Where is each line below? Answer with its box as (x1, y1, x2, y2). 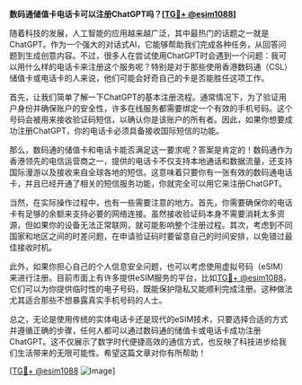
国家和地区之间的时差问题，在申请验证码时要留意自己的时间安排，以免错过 (9, 231, 285, 241)
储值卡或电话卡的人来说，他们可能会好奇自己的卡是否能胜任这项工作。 (9, 73, 270, 83)
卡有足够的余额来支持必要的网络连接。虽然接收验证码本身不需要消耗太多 (9, 208, 277, 219)
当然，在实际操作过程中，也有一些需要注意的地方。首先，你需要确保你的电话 (9, 197, 293, 207)
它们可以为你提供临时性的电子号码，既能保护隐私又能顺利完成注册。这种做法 (9, 284, 293, 294)
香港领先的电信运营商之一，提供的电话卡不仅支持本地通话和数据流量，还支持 (9, 156, 293, 166)
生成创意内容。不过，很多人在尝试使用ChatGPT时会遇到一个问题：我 (24, 50, 280, 61)
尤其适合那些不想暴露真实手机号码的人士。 (9, 295, 167, 305)
